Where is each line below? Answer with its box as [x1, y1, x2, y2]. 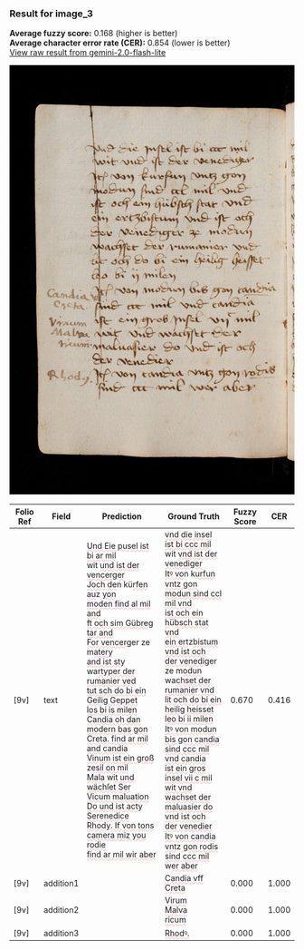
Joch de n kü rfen [86, 579, 148, 590]
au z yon [86, 588, 117, 599]
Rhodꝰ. [164, 927, 190, 938]
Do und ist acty [86, 800, 143, 811]
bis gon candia [164, 733, 220, 744]
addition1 [43, 877, 80, 888]
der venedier [164, 820, 213, 831]
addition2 [43, 905, 80, 916]
